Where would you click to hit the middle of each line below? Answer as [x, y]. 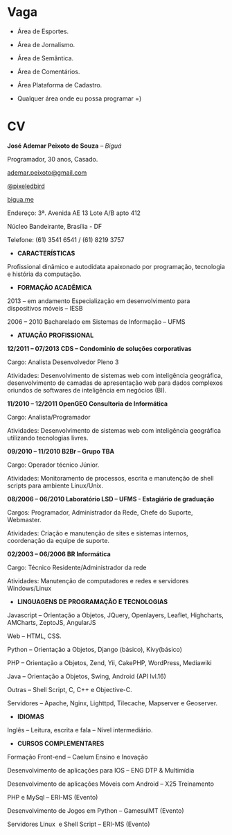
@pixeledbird [26, 186]
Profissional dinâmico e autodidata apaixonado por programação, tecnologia [116, 266]
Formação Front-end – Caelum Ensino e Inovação [78, 757]
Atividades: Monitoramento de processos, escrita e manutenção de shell [110, 478]
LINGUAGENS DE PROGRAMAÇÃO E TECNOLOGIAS [92, 601]
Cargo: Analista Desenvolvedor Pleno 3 [63, 362]
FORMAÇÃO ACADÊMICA [54, 287]
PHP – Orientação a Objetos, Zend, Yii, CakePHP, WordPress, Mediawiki [110, 662]
